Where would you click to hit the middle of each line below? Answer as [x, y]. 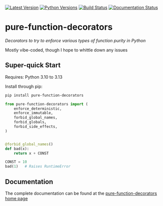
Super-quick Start [33, 65]
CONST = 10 [16, 162]
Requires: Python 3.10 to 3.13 [34, 77]
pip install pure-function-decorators [44, 95]
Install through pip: [24, 86]
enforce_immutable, [34, 113]
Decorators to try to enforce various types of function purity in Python [75, 40]
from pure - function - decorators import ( [47, 104]
